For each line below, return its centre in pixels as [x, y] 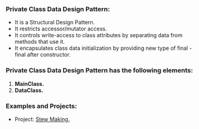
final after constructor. [42, 55]
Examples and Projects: [42, 106]
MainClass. [29, 83]
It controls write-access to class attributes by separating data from [98, 35]
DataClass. [29, 90]
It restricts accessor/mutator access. [61, 29]
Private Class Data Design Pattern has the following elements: [99, 71]
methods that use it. [40, 42]
